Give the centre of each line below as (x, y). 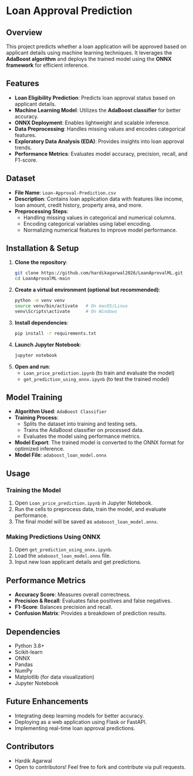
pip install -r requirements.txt (55, 333)
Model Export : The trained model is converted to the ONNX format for (99, 443)
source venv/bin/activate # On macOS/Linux (71, 306)
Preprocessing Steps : (41, 211)
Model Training (34, 397)
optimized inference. (39, 449)
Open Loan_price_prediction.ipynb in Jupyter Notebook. (84, 503)
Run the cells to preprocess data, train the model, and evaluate (90, 509)
